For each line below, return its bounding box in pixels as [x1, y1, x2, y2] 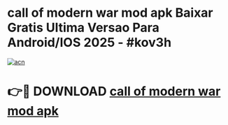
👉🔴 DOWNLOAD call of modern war [7, 84, 221, 99]
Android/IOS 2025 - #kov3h [7, 35, 172, 50]
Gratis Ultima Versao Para [7, 20, 159, 36]
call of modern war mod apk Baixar [7, 5, 213, 21]
